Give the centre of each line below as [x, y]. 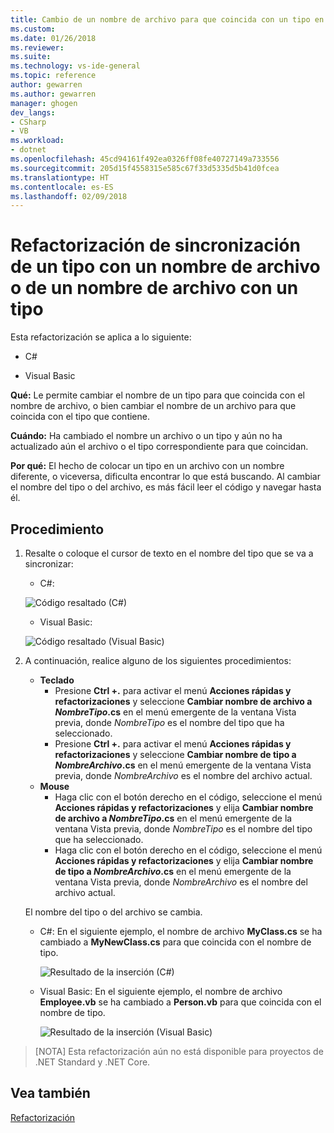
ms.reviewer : [37, 47]
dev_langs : [33, 112]
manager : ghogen [44, 103]
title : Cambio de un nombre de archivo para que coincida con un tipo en [167, 19]
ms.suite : [31, 57]
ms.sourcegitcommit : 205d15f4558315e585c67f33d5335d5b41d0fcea [145, 168]
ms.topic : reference [53, 76]
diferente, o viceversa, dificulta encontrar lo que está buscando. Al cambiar [166, 477]
